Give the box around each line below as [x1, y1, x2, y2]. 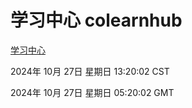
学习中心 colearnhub [10, 9, 183, 32]
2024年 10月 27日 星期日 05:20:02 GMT [10, 86, 175, 98]
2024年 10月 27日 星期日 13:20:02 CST [10, 65, 170, 77]
